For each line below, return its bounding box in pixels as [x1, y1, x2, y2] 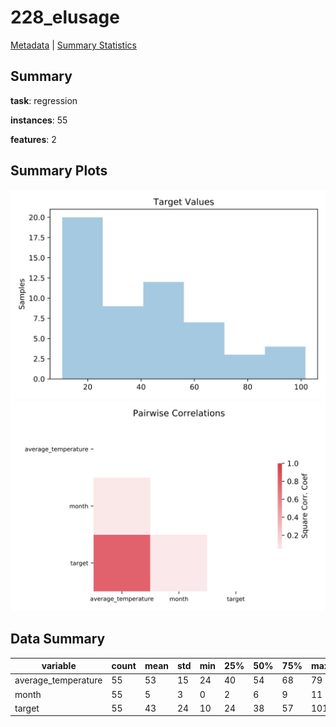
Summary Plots [10, 162, 108, 180]
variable [41, 660, 77, 672]
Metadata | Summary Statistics [10, 39, 137, 51]
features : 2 [10, 133, 57, 145]
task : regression [10, 94, 78, 106]
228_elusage [10, 6, 120, 29]
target [14, 702, 40, 714]
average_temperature [14, 674, 103, 686]
